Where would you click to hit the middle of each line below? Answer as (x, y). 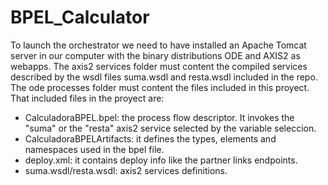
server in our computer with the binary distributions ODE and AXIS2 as (155, 55)
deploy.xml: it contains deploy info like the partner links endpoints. (161, 160)
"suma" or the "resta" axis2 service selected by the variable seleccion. (170, 128)
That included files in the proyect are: (87, 98)
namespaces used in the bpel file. (94, 149)
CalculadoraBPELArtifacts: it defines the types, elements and (150, 138)
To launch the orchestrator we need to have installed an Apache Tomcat (158, 45)
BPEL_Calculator (80, 17)
